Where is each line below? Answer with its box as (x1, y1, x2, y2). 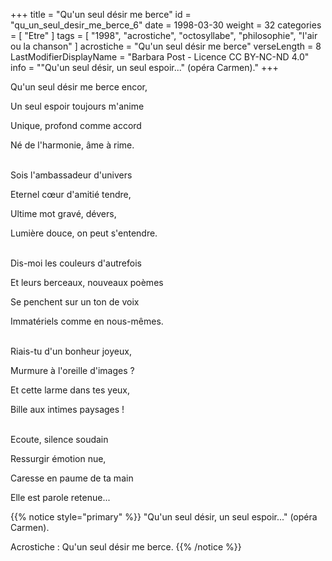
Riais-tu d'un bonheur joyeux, (10, 345, 132, 357)
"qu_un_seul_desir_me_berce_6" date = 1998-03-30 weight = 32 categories (10, 19, 322, 31)
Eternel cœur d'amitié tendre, (10, 189, 132, 200)
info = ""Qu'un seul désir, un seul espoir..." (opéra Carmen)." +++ (10, 62, 279, 73)
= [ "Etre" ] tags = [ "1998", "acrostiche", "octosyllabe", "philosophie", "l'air (10, 30, 318, 41)
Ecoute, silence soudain (10, 434, 109, 445)
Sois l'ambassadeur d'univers (10, 169, 133, 181)
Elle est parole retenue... (10, 492, 111, 503)
